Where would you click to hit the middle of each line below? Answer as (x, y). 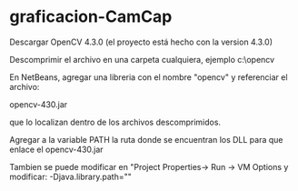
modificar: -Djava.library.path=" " (70, 176)
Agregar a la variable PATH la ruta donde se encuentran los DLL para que (146, 139)
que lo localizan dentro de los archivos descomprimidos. (115, 122)
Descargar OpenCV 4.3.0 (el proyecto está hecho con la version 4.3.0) (141, 42)
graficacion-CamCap (91, 17)
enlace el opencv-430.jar (56, 149)
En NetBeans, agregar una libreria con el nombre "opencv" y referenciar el (149, 77)
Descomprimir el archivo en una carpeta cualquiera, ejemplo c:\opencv (142, 59)
